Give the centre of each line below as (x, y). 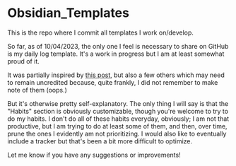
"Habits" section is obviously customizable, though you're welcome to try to (118, 111)
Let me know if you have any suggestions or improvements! (94, 155)
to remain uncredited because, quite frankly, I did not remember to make (113, 82)
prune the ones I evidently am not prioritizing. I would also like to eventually (117, 134)
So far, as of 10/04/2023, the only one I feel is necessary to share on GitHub (118, 46)
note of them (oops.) (37, 90)
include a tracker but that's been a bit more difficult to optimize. (100, 141)
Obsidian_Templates (68, 13)
